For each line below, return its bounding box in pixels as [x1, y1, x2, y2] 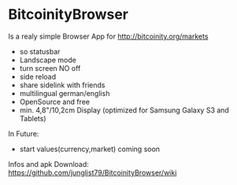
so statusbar [19, 46, 61, 56]
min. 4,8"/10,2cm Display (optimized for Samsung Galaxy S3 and [19, 105, 230, 115]
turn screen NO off [19, 63, 81, 72]
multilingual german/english [19, 88, 110, 98]
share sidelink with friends [19, 80, 106, 90]
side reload [19, 72, 57, 81]
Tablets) [19, 113, 46, 123]
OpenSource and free [19, 97, 91, 106]
